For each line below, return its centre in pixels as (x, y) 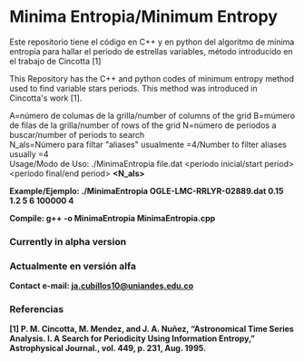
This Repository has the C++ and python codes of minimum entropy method (152, 78)
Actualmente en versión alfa (73, 266)
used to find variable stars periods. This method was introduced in (133, 88)
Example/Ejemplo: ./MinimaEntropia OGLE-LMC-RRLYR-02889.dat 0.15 (147, 191)
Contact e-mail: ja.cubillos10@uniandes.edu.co (102, 286)
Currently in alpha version (68, 241)
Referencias (37, 309)
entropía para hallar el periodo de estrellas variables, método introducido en (151, 51)
